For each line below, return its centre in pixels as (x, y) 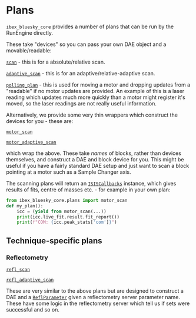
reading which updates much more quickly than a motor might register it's (96, 97)
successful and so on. (33, 309)
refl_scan (18, 270)
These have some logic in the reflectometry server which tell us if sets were (98, 303)
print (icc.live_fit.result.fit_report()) (68, 217)
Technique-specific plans (54, 241)
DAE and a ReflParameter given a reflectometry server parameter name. (93, 297)
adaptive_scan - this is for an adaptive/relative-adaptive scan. (81, 73)
